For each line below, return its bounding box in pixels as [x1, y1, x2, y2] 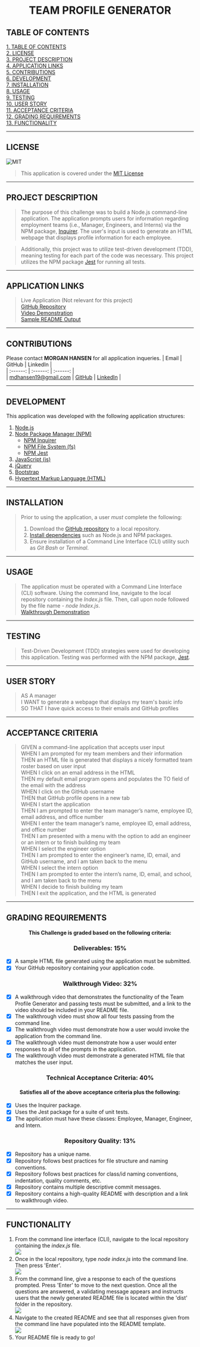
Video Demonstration [20, 309, 73, 317]
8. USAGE [6, 88, 30, 94]
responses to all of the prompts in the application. [14, 1046, 137, 1053]
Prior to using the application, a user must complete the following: [20, 513, 183, 520]
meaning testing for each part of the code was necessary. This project [20, 251, 194, 259]
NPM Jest [23, 449, 48, 457]
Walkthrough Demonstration [20, 608, 90, 615]
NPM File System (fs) [23, 443, 76, 450]
